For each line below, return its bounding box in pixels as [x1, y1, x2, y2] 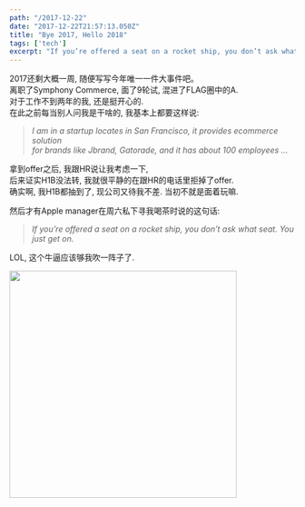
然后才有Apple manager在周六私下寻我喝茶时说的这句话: [9, 205, 221, 216]
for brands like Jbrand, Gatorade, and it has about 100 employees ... [31, 144, 289, 155]
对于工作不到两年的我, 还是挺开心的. [9, 96, 144, 107]
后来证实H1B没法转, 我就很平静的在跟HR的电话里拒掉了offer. [9, 174, 234, 186]
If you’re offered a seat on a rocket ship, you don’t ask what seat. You [31, 224, 295, 234]
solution [31, 135, 62, 146]
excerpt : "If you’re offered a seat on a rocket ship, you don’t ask [9, 47, 279, 56]
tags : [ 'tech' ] [9, 38, 67, 48]
